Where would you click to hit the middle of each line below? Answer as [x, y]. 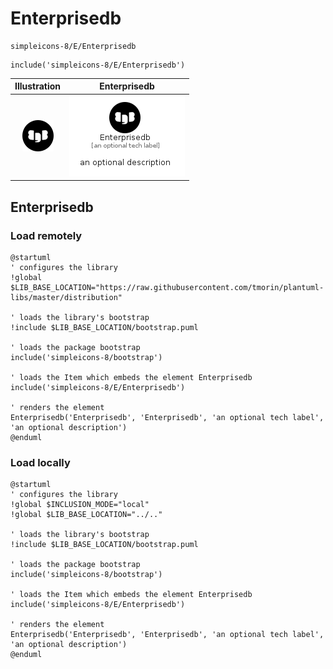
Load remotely [46, 235]
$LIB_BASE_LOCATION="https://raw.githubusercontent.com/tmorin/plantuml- [167, 287]
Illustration [38, 86]
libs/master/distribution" [66, 297]
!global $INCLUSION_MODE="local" [80, 505]
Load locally [40, 462]
